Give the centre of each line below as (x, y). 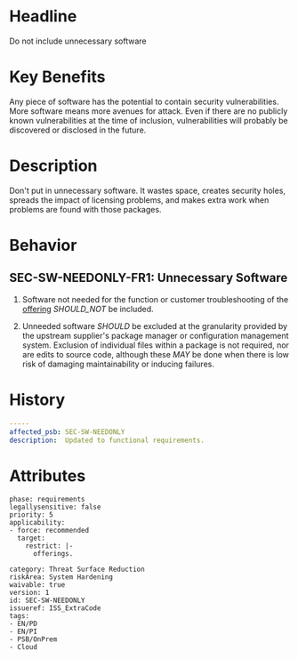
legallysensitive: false (55, 507)
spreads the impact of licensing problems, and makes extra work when (139, 200)
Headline (43, 16)
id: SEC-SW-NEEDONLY (48, 601)
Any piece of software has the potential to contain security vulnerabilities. (144, 101)
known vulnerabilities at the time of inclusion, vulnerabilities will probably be (149, 120)
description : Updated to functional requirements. (107, 440)
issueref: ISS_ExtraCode (55, 608)
